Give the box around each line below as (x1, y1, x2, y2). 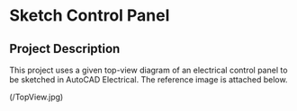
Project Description (9, 41, 121, 56)
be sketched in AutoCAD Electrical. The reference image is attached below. (9, 74, 288, 85)
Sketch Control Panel (9, 5, 170, 26)
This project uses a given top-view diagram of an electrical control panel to (9, 64, 288, 75)
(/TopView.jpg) (9, 91, 64, 102)
